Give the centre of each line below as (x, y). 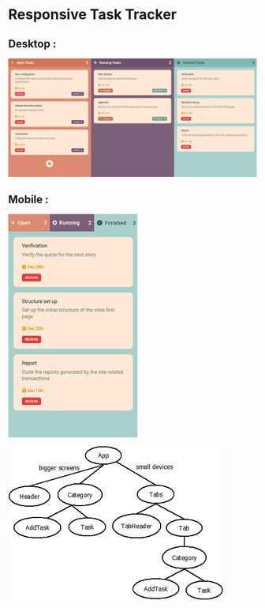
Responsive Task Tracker (93, 15)
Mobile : (28, 199)
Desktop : (32, 44)
